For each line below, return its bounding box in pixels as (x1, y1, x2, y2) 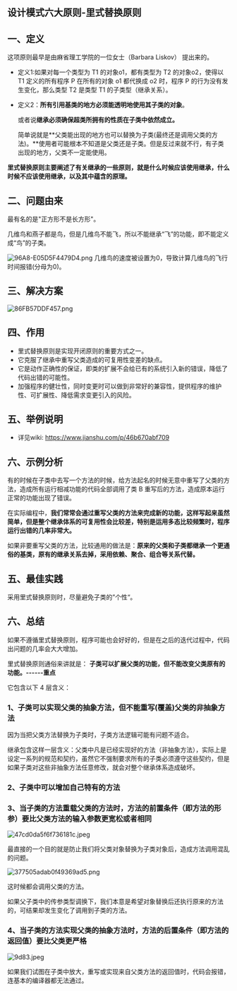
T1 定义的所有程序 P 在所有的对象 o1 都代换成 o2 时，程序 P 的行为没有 (17, 77, 222, 85)
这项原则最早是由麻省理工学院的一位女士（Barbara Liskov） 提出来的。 (7, 53, 214, 61)
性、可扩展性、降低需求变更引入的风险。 (17, 390, 135, 399)
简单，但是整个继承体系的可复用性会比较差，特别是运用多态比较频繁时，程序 (7, 517, 230, 526)
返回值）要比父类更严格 (7, 936, 87, 946)
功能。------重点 (7, 668, 56, 676)
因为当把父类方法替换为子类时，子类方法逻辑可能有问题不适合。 (7, 731, 193, 739)
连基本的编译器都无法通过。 (7, 976, 88, 985)
